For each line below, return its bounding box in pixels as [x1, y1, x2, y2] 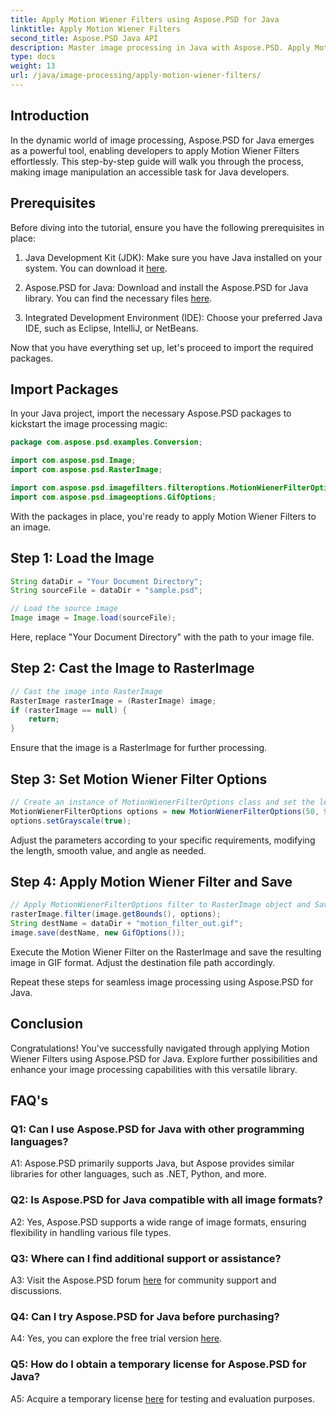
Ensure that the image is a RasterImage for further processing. [10, 742, 268, 754]
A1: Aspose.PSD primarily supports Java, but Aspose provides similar [10, 1157, 295, 1170]
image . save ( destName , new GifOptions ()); [10, 928, 186, 938]
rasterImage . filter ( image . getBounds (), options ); [10, 909, 222, 920]
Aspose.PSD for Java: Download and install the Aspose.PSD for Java [24, 281, 309, 293]
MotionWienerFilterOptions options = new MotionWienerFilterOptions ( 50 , [10, 806, 320, 816]
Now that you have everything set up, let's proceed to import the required [10, 341, 314, 353]
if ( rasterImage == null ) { [10, 705, 128, 715]
